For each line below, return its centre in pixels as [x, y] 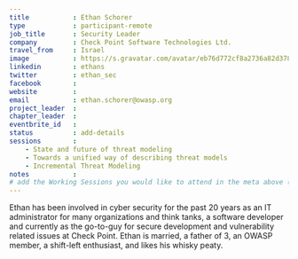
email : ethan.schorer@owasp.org [91, 100]
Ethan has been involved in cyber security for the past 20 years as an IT [141, 208]
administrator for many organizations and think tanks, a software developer [146, 217]
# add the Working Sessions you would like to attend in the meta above [146, 183]
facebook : [43, 83]
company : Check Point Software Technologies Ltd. [121, 42]
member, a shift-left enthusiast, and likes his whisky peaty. [116, 246]
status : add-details [67, 133]
